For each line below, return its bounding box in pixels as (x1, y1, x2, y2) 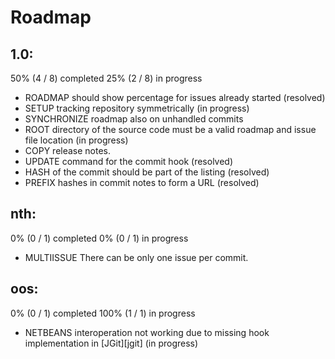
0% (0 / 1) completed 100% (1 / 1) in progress (10, 307, 196, 319)
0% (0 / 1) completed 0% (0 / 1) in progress (10, 232, 189, 244)
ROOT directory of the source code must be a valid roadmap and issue (24, 124, 317, 135)
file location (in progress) (24, 134, 129, 146)
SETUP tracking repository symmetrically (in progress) (24, 102, 250, 114)
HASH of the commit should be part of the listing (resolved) (24, 166, 270, 178)
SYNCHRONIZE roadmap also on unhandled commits (24, 113, 244, 125)
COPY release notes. (24, 145, 112, 156)
